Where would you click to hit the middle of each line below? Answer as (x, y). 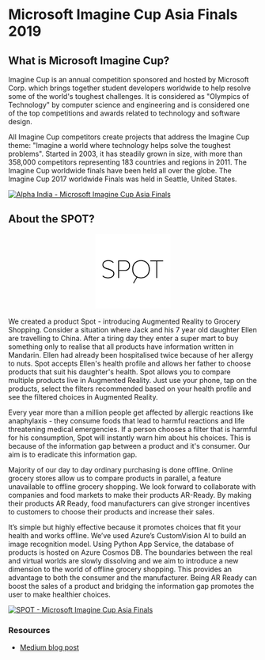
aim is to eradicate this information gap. (73, 454)
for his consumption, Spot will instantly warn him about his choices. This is (130, 438)
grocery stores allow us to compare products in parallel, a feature (115, 478)
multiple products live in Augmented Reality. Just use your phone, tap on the (132, 380)
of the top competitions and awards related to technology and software (124, 113)
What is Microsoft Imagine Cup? (89, 61)
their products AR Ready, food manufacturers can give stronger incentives (129, 503)
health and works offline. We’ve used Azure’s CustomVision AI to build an (127, 535)
